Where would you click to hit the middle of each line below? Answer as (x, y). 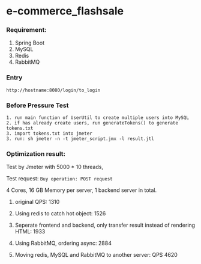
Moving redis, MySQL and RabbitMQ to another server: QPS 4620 (96, 255)
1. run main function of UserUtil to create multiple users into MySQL (97, 118)
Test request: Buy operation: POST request (59, 179)
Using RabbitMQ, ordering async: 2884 (63, 243)
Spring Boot (30, 43)
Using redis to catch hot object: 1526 (60, 213)
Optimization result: (36, 154)
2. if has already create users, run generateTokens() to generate (92, 123)
